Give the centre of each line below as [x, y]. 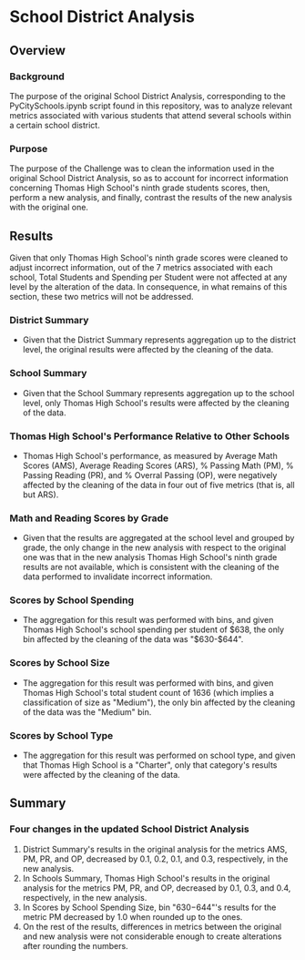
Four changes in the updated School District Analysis [129, 829]
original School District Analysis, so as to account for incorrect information [149, 179]
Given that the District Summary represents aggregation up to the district [159, 340]
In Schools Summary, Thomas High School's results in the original [146, 878]
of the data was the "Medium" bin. [87, 711]
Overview [38, 51]
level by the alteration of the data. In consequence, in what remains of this [148, 286]
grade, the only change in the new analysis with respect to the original [154, 547]
